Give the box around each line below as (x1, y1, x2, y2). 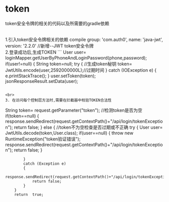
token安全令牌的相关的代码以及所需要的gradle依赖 (5, 20, 110, 26)
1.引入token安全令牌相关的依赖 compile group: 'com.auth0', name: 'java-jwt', (5, 36, 163, 42)
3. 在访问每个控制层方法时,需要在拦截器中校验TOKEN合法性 (5, 97, 112, 103)
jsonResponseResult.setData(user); (5, 78, 78, 84)
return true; (14, 192, 44, 197)
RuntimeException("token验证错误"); (5, 136, 81, 142)
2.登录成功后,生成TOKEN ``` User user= (5, 49, 87, 55)
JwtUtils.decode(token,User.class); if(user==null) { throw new (5, 130, 134, 136)
